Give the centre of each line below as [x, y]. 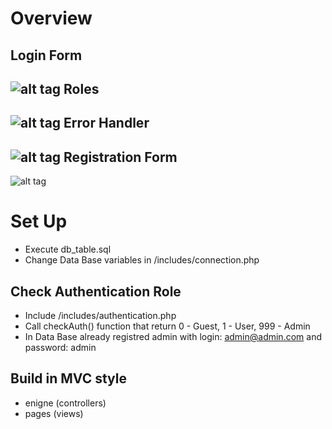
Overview [51, 18]
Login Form [46, 55]
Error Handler [106, 123]
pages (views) [54, 413]
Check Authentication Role [96, 291]
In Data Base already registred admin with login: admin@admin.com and [173, 336]
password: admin [60, 347]
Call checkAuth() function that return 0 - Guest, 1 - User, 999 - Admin [167, 326]
